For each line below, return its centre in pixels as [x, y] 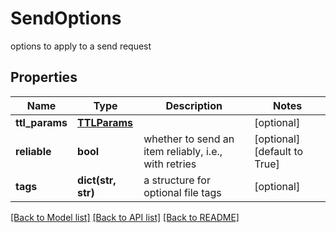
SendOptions [66, 18]
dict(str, [97, 180]
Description [194, 105]
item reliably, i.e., [183, 151]
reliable [33, 151]
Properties [44, 77]
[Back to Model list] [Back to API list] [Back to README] [125, 217]
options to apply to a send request [81, 46]
